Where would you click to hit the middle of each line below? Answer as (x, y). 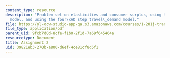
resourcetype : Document (30, 38)
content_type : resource (30, 10)
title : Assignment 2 (27, 43)
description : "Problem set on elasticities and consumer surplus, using (83, 15)
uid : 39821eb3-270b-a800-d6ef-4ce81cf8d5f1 (52, 47)
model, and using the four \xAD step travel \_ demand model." (74, 19)
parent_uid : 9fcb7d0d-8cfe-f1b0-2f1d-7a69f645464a (60, 33)
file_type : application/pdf (35, 29)
